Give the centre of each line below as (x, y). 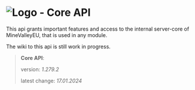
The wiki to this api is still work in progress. (58, 46)
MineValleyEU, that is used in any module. (57, 35)
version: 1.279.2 (40, 69)
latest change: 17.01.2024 (51, 81)
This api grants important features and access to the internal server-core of (98, 29)
